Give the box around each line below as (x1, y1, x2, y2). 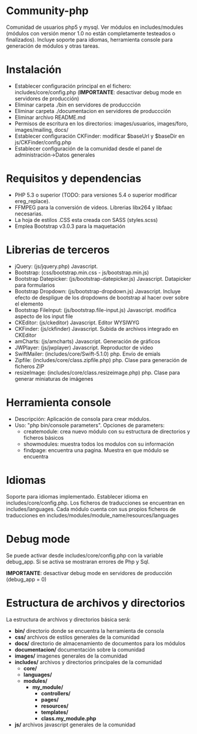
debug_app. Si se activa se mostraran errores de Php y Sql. (6, 558, 150, 565)
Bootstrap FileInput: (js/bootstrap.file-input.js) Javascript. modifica (14, 306, 176, 313)
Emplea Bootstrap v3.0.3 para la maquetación (14, 222, 125, 230)
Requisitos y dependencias (6, 172, 142, 185)
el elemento (14, 300, 44, 307)
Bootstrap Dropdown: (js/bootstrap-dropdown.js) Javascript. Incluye (14, 287, 181, 295)
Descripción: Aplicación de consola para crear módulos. (14, 415, 151, 422)
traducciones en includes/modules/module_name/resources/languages (6, 512, 179, 519)
